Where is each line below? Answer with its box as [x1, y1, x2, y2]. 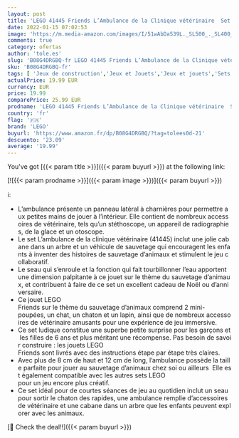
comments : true [7, 37, 53, 44]
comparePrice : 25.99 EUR [7, 97, 81, 104]
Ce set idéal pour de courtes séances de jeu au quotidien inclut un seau [17, 386, 229, 395]
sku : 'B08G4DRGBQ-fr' [7, 63, 72, 71]
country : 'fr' [7, 110, 50, 117]
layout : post [7, 10, 46, 18]
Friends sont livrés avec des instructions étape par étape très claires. [17, 348, 221, 357]
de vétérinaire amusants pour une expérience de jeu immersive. [30, 318, 217, 327]
